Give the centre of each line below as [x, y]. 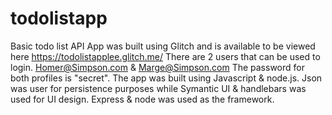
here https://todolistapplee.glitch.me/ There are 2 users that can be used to [165, 56]
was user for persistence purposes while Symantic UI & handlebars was [158, 88]
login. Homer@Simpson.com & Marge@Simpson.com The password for [157, 67]
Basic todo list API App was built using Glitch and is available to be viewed [163, 46]
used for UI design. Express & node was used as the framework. [142, 99]
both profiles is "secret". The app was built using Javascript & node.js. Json [166, 78]
